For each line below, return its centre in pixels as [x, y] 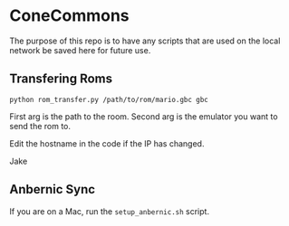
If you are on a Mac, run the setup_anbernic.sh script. [110, 211]
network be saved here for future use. [80, 50]
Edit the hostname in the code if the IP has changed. [107, 143]
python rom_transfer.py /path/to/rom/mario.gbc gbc [109, 99]
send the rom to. [40, 126]
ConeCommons [69, 16]
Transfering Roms [61, 79]
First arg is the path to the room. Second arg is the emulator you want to [144, 116]
